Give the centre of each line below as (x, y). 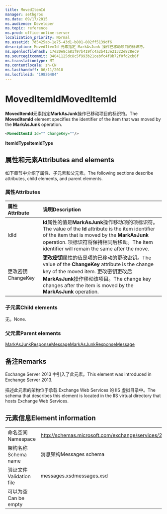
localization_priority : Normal (38, 38)
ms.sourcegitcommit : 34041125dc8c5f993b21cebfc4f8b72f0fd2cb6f (72, 56)
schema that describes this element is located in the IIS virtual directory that (83, 396)
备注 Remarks (26, 361)
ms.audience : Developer (30, 24)
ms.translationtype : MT (30, 61)
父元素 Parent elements (33, 333)
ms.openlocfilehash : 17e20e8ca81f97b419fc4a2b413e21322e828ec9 (72, 51)
